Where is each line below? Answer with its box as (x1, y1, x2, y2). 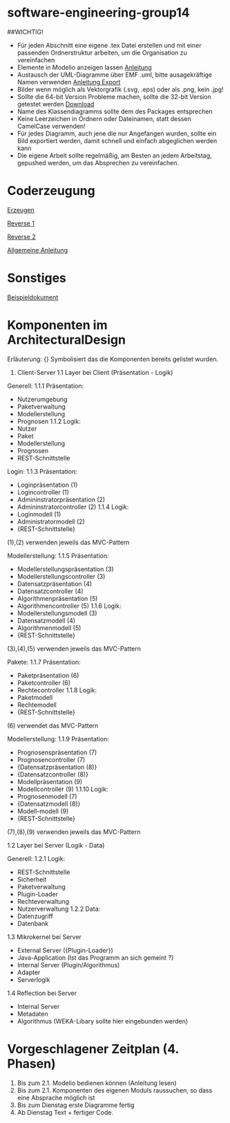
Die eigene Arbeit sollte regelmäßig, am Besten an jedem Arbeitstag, (17, 151, 212, 160)
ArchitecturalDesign (7, 332, 126, 347)
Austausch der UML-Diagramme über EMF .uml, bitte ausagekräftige (17, 71, 213, 79)
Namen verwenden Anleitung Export (17, 77, 121, 86)
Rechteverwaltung (17, 897, 70, 905)
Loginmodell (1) (17, 510, 61, 518)
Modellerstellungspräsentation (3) (17, 565, 114, 573)
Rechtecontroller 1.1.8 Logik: (17, 686, 97, 694)
